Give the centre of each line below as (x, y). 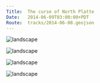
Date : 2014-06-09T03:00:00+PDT (48, 17)
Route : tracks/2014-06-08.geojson (50, 23)
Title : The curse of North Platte (50, 12)
